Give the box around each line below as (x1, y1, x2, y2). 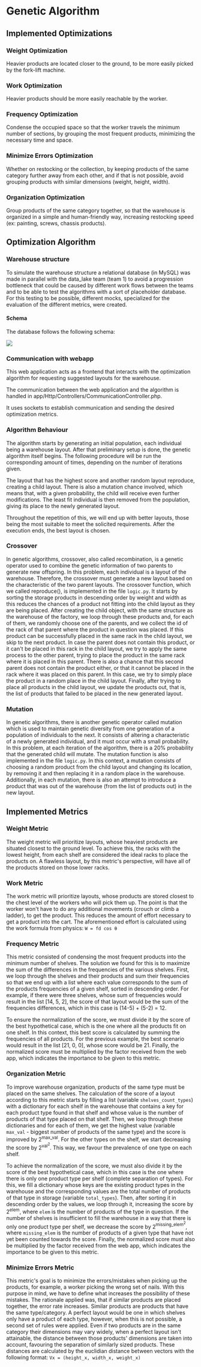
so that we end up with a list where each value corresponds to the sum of (6, 979, 188, 986)
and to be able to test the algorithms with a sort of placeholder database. (6, 288, 187, 295)
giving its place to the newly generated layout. (6, 502, 121, 510)
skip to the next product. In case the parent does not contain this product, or (6, 639, 195, 646)
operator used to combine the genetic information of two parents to (6, 562, 173, 569)
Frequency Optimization (6, 110, 78, 119)
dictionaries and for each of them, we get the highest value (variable (6, 1122, 176, 1129)
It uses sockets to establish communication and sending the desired (6, 404, 175, 411)
